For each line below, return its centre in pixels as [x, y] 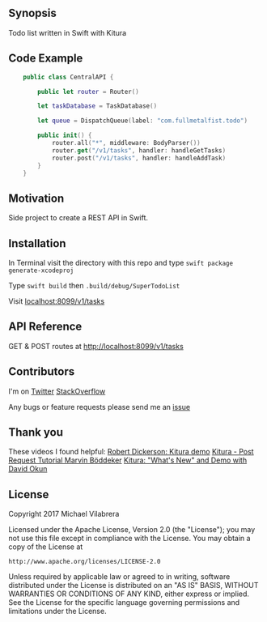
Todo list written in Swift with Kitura [68, 32]
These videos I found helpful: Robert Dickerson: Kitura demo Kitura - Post [131, 452]
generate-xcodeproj [41, 271]
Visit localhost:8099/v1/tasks [57, 301]
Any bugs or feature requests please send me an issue [100, 407]
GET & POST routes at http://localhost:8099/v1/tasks [96, 346]
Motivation [36, 198]
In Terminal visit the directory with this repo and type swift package [121, 263]
